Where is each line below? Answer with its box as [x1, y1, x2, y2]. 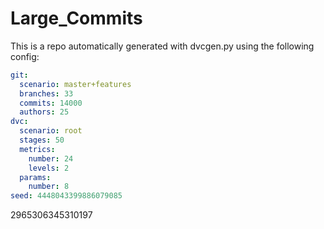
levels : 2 [28, 163, 70, 173]
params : [19, 172, 52, 182]
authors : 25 [19, 107, 70, 117]
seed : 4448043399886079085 [10, 191, 123, 201]
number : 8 [28, 182, 70, 192]
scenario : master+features [19, 79, 132, 89]
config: [10, 50, 40, 62]
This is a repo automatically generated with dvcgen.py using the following [10, 40, 315, 52]
